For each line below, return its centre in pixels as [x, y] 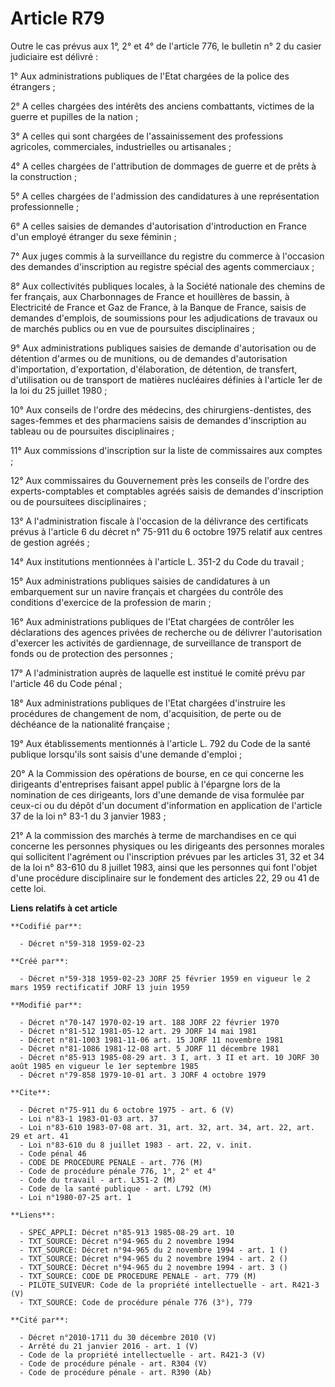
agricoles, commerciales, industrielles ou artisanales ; [121, 146]
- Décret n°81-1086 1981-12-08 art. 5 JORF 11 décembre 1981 [149, 1048]
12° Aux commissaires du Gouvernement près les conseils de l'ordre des [160, 480]
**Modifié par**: [46, 1005]
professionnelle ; [45, 206]
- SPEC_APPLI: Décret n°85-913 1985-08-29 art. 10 [127, 1232]
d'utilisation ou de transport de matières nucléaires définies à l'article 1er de [166, 379]
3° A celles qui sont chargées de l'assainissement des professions [147, 136]
